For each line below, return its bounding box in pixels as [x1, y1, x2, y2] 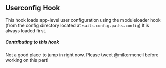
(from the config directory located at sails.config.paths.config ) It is [5, 22, 149, 28]
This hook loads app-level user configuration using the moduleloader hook [5, 17, 161, 23]
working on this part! [5, 57, 49, 63]
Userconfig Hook [5, 4, 60, 12]
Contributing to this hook [5, 39, 59, 45]
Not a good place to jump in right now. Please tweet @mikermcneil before [5, 52, 159, 58]
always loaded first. [5, 27, 47, 34]
